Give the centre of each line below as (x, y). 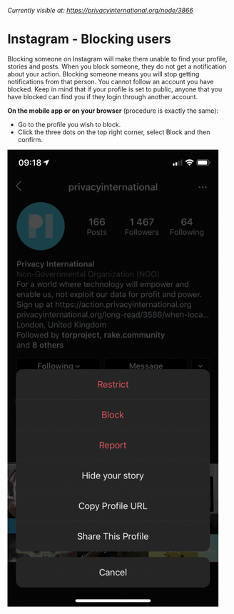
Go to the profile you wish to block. (69, 124)
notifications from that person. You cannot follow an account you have (111, 81)
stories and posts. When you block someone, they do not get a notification (117, 66)
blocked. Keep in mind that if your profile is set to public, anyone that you (115, 89)
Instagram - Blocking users (89, 39)
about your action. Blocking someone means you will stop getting (103, 74)
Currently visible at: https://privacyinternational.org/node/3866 (101, 10)
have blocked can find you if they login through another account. (103, 96)
